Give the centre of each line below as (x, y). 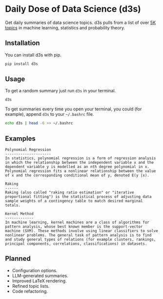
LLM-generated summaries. (40, 276)
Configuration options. (35, 270)
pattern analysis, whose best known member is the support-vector (74, 227)
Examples (20, 139)
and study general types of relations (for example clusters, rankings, (81, 239)
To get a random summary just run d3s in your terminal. (61, 91)
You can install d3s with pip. (33, 55)
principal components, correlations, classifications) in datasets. (76, 244)
